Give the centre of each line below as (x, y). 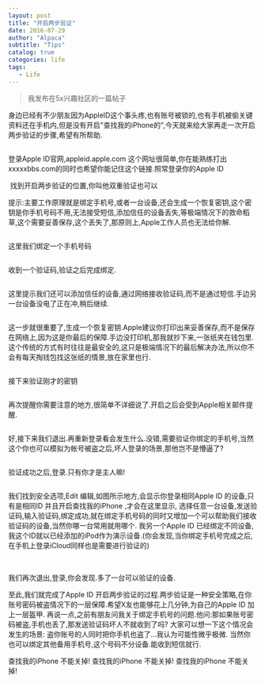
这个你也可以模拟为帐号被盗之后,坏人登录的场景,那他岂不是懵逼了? (116, 448)
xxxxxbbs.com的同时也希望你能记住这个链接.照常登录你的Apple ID (116, 168)
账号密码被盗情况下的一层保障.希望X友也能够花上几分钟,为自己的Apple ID (127, 604)
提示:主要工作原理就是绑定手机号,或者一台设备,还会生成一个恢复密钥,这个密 (130, 202)
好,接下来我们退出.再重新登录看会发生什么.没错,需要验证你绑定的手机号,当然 (131, 438)
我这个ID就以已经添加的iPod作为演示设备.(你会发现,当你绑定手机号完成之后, (131, 535)
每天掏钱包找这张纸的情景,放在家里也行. (87, 357)
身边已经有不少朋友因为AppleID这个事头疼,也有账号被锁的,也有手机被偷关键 (131, 115)
